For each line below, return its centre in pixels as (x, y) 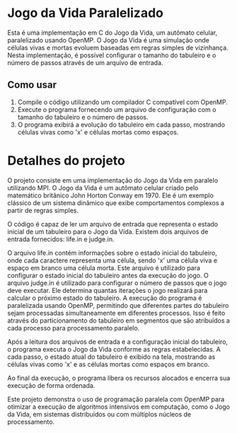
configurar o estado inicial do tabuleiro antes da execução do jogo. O (108, 275)
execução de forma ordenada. (51, 385)
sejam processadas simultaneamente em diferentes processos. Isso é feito (116, 313)
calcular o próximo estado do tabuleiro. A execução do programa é (105, 298)
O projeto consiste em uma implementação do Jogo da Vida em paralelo (112, 180)
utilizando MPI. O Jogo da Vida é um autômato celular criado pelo (103, 187)
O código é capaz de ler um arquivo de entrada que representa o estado (112, 224)
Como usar (32, 85)
